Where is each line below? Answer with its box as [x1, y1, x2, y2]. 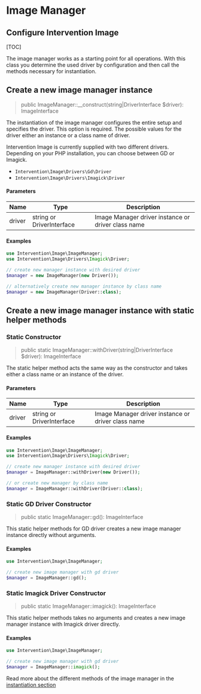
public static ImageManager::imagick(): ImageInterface [20, 603, 157, 610]
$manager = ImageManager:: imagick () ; [6, 664, 100, 670]
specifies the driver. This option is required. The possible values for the [6, 125, 182, 132]
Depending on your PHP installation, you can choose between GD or [6, 149, 175, 156]
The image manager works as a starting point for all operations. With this [6, 55, 186, 62]
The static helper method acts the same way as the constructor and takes [6, 364, 188, 372]
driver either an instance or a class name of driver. [6, 131, 130, 138]
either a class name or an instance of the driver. [6, 371, 124, 378]
